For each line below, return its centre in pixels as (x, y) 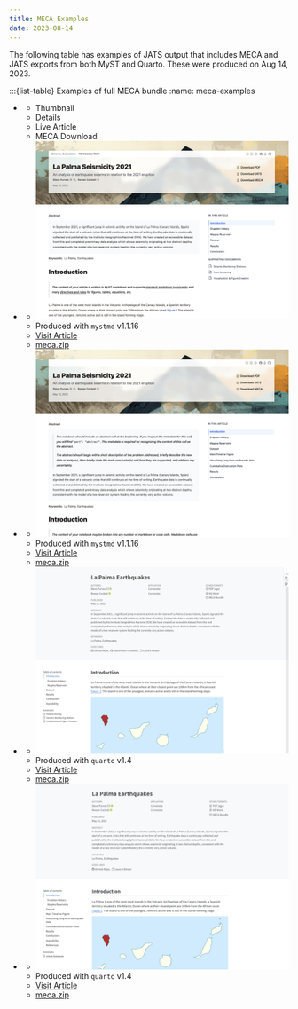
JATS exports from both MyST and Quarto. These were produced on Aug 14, (149, 64)
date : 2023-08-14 (41, 28)
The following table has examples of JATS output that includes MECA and (144, 54)
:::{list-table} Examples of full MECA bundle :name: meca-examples (132, 91)
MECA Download (66, 136)
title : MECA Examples (49, 19)
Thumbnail (55, 107)
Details (48, 117)
